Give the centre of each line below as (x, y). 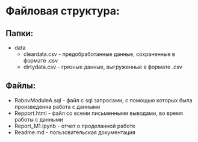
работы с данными (39, 119)
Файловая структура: (63, 11)
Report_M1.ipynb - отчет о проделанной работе (75, 126)
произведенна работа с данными (57, 106)
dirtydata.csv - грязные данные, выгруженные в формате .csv (103, 67)
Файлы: (21, 86)
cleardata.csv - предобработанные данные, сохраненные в (99, 54)
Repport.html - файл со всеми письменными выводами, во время (98, 113)
